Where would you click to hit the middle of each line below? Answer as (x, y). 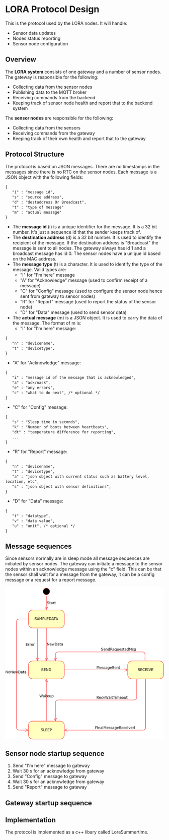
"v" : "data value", (33, 521)
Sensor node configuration (40, 43)
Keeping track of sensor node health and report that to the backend (82, 103)
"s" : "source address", (38, 197)
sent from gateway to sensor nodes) (58, 296)
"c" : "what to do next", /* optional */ (56, 393)
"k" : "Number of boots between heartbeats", (60, 427)
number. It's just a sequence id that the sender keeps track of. (77, 232)
